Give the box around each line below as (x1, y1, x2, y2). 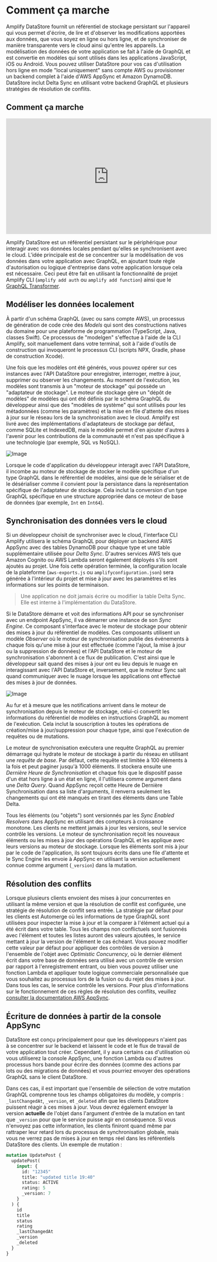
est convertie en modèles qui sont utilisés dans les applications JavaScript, (6, 54, 187, 61)
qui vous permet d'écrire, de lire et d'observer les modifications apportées (6, 29, 185, 36)
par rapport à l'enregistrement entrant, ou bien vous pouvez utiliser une (6, 963, 178, 970)
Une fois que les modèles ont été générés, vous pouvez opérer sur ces (6, 364, 177, 371)
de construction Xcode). (6, 352, 64, 359)
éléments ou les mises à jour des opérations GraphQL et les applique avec (6, 837, 185, 844)
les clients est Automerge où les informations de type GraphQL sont (6, 913, 170, 920)
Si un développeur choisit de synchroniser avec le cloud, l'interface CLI (6, 531, 178, 539)
